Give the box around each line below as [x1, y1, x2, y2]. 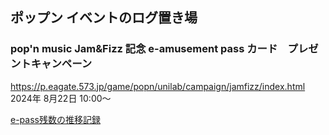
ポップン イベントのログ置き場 [10, 9, 198, 27]
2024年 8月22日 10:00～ [10, 92, 112, 104]
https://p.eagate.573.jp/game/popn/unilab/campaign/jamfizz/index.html [10, 80, 306, 92]
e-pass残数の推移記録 [10, 113, 101, 125]
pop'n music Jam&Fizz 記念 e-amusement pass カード [10, 42, 278, 56]
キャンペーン [30, 57, 93, 71]
